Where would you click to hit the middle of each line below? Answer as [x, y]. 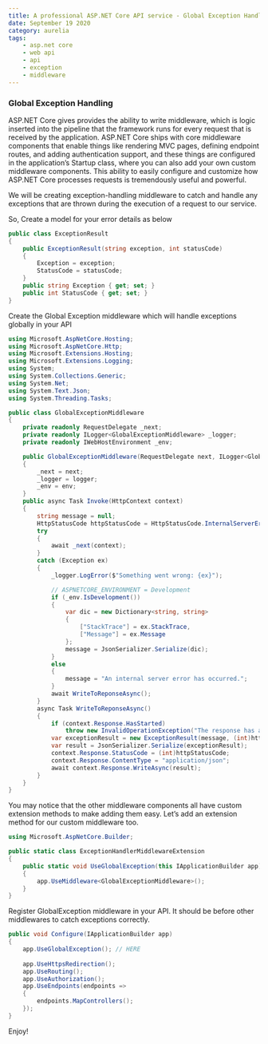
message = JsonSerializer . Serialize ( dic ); [137, 649]
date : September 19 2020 [49, 23]
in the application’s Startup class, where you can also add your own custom [132, 162]
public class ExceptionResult [59, 233]
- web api [39, 53]
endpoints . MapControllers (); [85, 1001]
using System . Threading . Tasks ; [60, 398]
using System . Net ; [39, 383]
